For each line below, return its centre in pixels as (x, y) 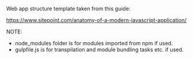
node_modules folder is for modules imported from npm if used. (94, 43)
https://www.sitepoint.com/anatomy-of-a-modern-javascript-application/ (96, 20)
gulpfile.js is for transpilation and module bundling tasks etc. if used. (99, 49)
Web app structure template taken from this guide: (68, 9)
